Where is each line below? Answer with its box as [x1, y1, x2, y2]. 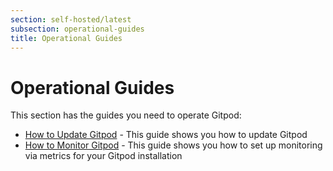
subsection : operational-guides [10, 24, 145, 34]
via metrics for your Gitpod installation [24, 150, 183, 162]
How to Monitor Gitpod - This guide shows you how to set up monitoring [24, 139, 323, 151]
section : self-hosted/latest [10, 14, 132, 25]
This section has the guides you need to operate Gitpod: [10, 109, 242, 121]
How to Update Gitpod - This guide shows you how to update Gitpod [24, 129, 308, 141]
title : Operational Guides [10, 33, 123, 43]
